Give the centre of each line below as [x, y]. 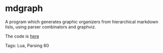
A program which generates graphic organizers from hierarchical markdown [82, 22]
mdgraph [24, 8]
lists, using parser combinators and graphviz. [51, 26]
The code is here [22, 36]
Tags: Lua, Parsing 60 [27, 45]
